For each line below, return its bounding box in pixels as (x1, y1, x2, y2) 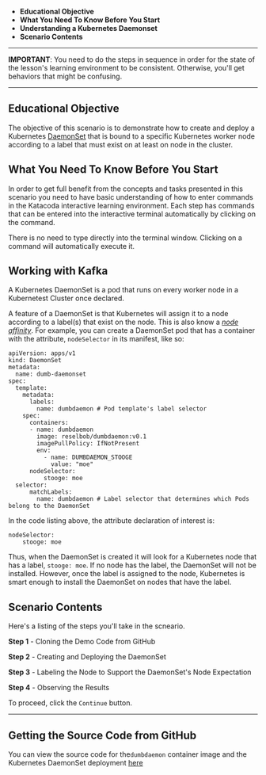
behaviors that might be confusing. (8, 71, 123, 81)
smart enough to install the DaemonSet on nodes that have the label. (8, 578, 232, 587)
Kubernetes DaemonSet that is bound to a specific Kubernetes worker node (8, 131, 256, 141)
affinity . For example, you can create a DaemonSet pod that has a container (8, 326, 256, 335)
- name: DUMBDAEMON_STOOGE (43, 453, 133, 462)
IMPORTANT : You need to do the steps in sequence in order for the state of (8, 55, 256, 64)
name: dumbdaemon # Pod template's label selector (36, 405, 207, 413)
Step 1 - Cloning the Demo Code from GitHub (8, 637, 156, 647)
